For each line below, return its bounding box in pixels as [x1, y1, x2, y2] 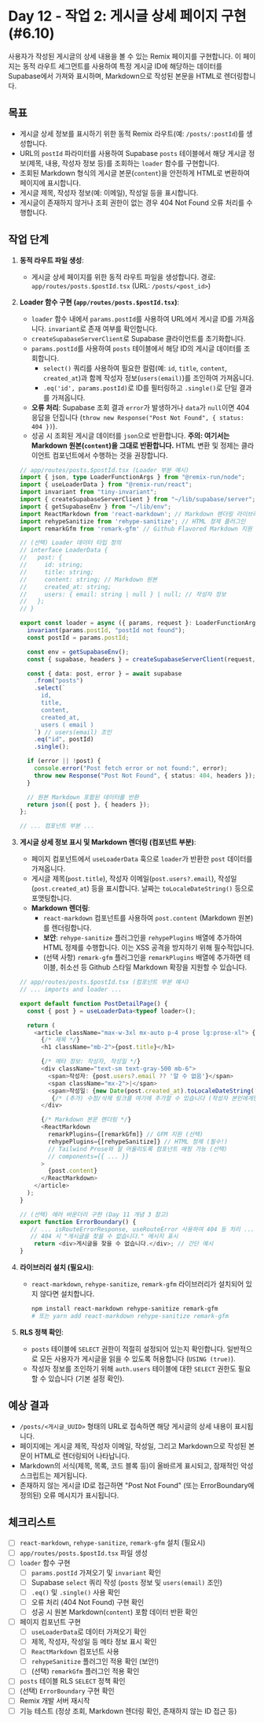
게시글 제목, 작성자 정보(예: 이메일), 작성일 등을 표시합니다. [19, 188, 199, 197]
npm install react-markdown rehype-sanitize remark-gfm [31, 1305, 218, 1313]
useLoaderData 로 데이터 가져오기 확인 [31, 1627, 147, 1636]
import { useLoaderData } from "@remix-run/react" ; [19, 481, 192, 489]
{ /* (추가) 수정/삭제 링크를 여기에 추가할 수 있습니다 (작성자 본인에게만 [51, 1094, 259, 1102]
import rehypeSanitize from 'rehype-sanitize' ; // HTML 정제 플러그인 [19, 517, 246, 525]
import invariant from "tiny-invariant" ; [19, 488, 158, 497]
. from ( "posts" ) [34, 677, 84, 685]
